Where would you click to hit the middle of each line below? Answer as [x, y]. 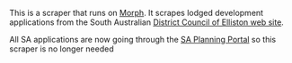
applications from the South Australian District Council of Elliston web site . [147, 22]
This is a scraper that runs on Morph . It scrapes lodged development [136, 13]
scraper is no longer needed [62, 49]
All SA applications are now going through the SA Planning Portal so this [143, 39]
